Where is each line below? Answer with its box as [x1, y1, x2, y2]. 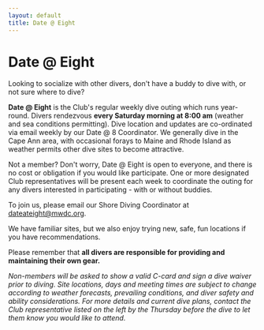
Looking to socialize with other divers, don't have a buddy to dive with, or [8, 79, 247, 88]
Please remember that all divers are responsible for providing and [8, 248, 225, 257]
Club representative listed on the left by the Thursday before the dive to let [8, 305, 251, 314]
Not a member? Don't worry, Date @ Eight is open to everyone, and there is [8, 159, 253, 170]
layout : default [8, 11, 61, 20]
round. [8, 111, 30, 121]
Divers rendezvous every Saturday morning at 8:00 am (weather [31, 111, 244, 121]
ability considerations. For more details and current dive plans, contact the [8, 297, 251, 306]
